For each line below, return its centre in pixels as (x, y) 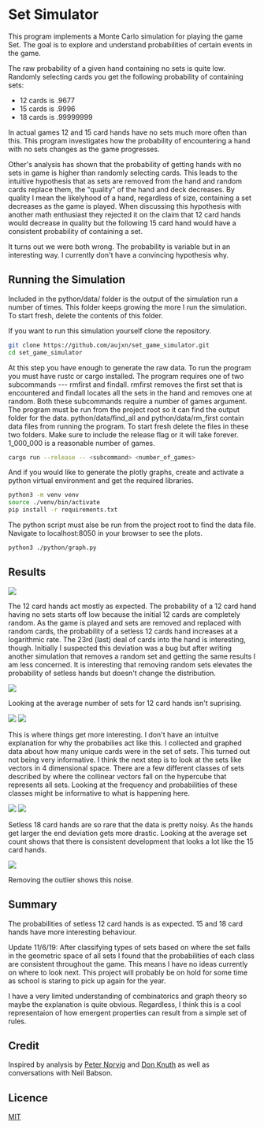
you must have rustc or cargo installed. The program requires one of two (126, 376)
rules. (17, 1021)
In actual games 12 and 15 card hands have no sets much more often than (127, 132)
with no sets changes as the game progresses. (84, 149)
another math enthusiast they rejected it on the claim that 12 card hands (125, 214)
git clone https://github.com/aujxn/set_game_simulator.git (109, 345)
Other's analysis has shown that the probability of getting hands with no (125, 164)
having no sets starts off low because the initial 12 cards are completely (124, 614)
